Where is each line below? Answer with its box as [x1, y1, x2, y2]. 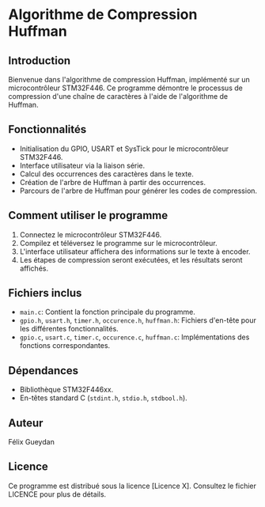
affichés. [19, 263, 49, 273]
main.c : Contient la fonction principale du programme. [19, 307, 196, 317]
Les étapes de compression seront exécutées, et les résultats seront [19, 255, 243, 264]
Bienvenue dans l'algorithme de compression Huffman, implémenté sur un [8, 75, 251, 84]
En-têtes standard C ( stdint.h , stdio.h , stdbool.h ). [19, 393, 187, 403]
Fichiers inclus [8, 286, 82, 300]
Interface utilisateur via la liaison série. [19, 161, 146, 170]
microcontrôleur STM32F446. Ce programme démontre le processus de [8, 83, 243, 93]
